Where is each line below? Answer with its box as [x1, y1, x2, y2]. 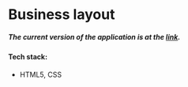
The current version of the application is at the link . [8, 32, 181, 41]
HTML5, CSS [19, 70, 62, 79]
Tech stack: [8, 52, 48, 62]
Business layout [8, 6, 115, 24]
